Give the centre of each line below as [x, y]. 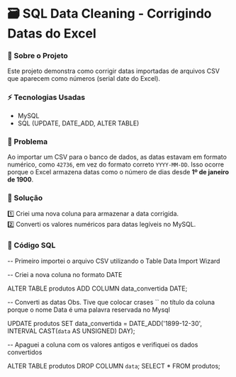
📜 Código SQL [32, 245]
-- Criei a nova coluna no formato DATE [65, 274]
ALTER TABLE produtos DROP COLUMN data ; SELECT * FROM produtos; [114, 366]
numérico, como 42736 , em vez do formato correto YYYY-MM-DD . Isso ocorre [116, 164]
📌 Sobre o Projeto [38, 56]
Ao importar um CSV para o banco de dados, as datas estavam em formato [117, 157]
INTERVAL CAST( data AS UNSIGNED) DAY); [71, 331]
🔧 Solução [25, 198]
